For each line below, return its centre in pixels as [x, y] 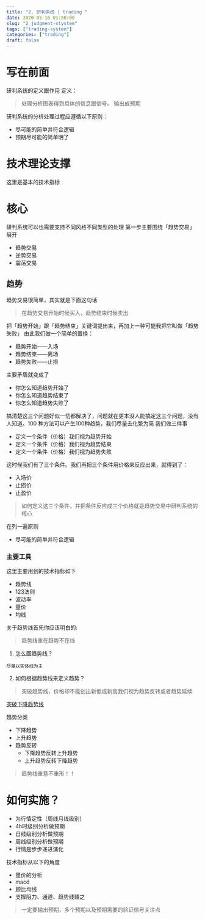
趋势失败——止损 [37, 361]
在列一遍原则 [22, 526]
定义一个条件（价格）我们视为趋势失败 [63, 452]
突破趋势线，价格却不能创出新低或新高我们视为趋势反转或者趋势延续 [107, 691]
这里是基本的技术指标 [33, 182]
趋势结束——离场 [37, 354]
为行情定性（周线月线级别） [50, 818]
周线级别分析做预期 [39, 841]
